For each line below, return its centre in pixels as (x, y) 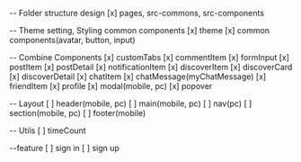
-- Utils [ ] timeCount (48, 130)
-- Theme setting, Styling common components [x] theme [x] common (140, 30)
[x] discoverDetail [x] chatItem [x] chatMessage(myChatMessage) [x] (138, 76)
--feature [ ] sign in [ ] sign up (64, 148)
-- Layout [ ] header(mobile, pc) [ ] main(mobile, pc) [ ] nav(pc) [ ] (131, 103)
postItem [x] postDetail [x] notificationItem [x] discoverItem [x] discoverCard (151, 67)
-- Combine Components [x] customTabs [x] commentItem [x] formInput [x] (150, 57)
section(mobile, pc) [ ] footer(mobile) (78, 113)
